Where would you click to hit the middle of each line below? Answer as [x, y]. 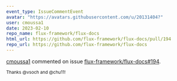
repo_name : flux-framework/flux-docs [53, 34]
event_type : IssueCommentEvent [45, 12]
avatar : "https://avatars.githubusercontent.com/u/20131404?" [85, 17]
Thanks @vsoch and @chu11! [36, 72]
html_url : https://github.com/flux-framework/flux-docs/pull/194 [88, 39]
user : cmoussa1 [25, 22]
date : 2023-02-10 [28, 28]
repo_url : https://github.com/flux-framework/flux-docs [77, 45]
